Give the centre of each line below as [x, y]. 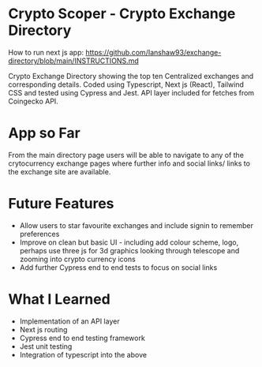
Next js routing [43, 329]
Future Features [61, 204]
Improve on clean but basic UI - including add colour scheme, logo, [129, 242]
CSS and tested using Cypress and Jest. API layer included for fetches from [131, 92]
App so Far [44, 133]
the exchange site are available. [60, 171]
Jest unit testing [46, 346]
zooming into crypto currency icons [77, 259]
